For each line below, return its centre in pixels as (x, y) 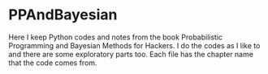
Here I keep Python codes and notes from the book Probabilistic (116, 37)
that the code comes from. (53, 63)
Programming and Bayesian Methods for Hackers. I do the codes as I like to (134, 45)
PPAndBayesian (63, 15)
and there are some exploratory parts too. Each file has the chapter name (131, 54)
